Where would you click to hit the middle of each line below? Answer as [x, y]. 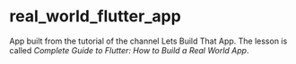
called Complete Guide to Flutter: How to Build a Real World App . [129, 50]
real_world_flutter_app [95, 16]
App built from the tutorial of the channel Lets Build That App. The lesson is [148, 41]
